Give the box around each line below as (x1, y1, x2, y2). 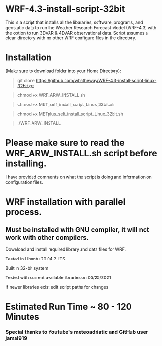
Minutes (5, 311, 39, 322)
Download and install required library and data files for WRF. (5, 246, 126, 252)
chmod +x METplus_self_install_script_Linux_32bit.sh (17, 111, 123, 117)
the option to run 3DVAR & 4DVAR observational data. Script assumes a (5, 30, 148, 35)
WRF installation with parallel (5, 196, 126, 207)
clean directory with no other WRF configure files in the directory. (5, 35, 136, 41)
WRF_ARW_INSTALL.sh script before (5, 148, 157, 159)
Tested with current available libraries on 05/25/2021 (5, 275, 111, 280)
